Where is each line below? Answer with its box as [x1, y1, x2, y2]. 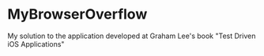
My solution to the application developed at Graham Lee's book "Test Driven [7, 31, 256, 40]
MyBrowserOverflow [7, 5, 148, 23]
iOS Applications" [7, 39, 65, 48]
